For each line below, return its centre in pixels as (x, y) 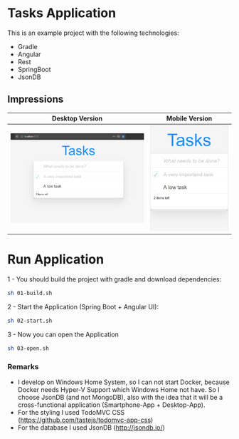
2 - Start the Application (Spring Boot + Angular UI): (83, 306)
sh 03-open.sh (28, 348)
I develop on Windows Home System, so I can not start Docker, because (123, 382)
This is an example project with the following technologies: (93, 33)
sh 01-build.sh (30, 293)
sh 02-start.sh (30, 321)
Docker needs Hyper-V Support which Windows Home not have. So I (118, 389)
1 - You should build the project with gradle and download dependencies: (115, 279)
